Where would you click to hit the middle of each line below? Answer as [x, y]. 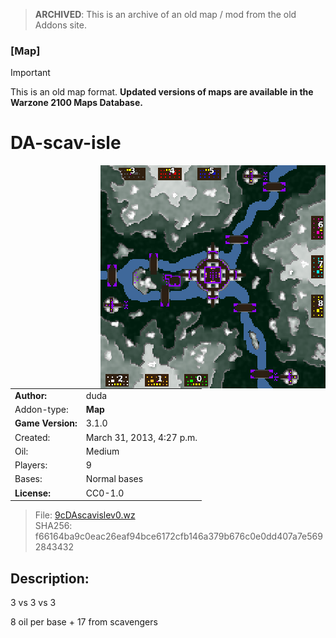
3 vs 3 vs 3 [33, 603]
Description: [50, 578]
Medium [102, 451]
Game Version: [46, 423]
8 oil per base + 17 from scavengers [84, 622]
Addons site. [61, 25]
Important [30, 73]
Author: [31, 395]
